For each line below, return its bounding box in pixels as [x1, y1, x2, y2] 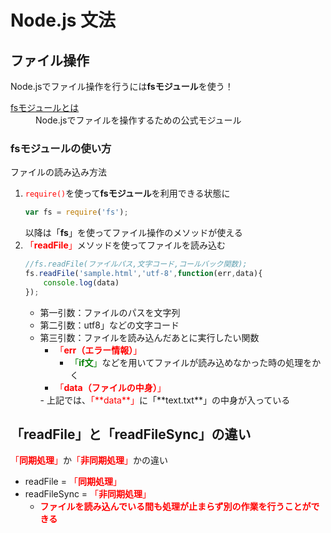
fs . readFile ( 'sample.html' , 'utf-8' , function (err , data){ [24, 269, 263, 279]
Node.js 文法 [10, 9, 117, 32]
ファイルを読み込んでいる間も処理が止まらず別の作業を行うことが [39, 501, 312, 513]
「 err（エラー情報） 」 [54, 344, 143, 356]
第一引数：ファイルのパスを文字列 [39, 306, 181, 318]
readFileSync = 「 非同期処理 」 [24, 488, 152, 500]
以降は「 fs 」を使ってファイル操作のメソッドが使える [24, 227, 243, 239]
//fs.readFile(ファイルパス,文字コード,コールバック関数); [24, 259, 248, 270]
